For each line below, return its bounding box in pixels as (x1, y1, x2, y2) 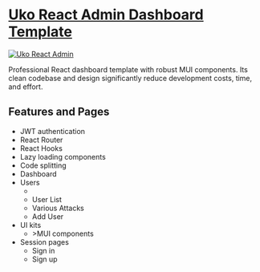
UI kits (19, 220, 42, 229)
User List (31, 194, 63, 204)
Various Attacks (31, 203, 84, 213)
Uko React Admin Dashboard (8, 6, 204, 24)
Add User (31, 211, 64, 221)
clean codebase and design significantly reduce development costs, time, (8, 73, 253, 83)
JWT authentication (19, 126, 86, 136)
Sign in (31, 246, 55, 255)
